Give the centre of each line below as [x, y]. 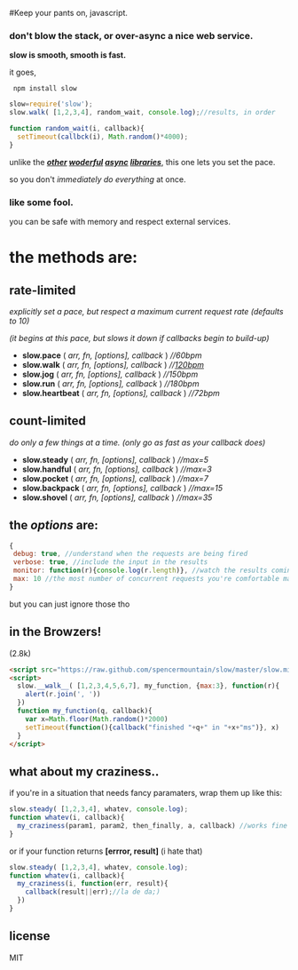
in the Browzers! [55, 632]
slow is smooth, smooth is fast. [68, 55]
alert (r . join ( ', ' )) [63, 695]
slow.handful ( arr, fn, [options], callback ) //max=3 [117, 469]
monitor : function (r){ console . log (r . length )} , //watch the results [140, 571]
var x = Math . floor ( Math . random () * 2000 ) [97, 719]
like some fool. [41, 202]
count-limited [48, 421]
